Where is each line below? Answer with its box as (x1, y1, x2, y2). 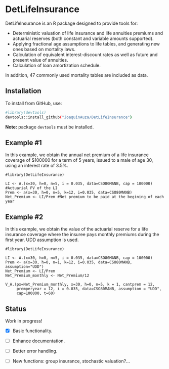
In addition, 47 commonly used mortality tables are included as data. (5, 72, 148, 78)
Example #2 (5, 212, 44, 221)
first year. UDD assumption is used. (5, 237, 79, 243)
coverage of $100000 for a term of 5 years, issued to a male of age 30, (5, 157, 153, 163)
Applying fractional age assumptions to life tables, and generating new (12, 40, 160, 47)
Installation (5, 87, 41, 96)
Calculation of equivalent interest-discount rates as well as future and (12, 52, 158, 58)
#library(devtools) (5, 110, 47, 115)
